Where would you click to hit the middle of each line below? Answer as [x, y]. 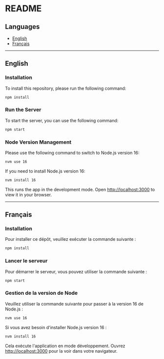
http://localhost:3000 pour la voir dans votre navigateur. [61, 351]
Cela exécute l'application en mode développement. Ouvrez [65, 346]
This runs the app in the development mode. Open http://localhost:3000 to [80, 189]
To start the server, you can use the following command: [62, 120]
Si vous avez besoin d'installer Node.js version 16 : [56, 327]
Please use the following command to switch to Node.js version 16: [72, 153]
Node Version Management [38, 142]
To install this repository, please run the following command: [66, 88]
